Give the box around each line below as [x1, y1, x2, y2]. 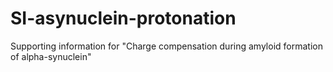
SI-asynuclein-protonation [10, 7, 237, 30]
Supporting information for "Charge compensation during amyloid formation [10, 40, 323, 52]
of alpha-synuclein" [10, 50, 92, 62]
